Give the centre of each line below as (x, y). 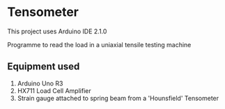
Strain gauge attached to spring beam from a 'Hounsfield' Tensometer (118, 98)
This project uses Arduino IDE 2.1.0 (57, 31)
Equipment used (44, 67)
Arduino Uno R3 (40, 83)
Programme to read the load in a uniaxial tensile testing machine (99, 44)
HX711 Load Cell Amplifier (54, 90)
